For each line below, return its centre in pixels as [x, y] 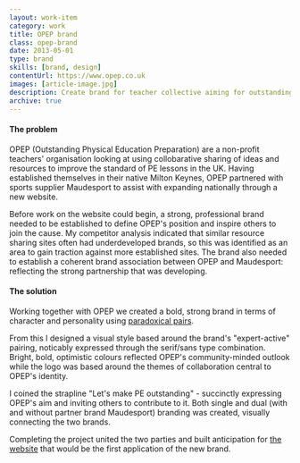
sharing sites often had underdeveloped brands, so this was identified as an [149, 242]
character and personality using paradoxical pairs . [102, 320]
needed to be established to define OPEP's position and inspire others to [143, 223]
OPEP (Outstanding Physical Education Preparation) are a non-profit [135, 149]
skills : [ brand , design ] [55, 68]
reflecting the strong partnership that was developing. [108, 271]
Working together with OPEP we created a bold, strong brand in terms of [143, 311]
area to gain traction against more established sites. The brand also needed [148, 252]
